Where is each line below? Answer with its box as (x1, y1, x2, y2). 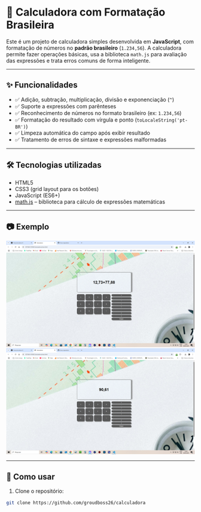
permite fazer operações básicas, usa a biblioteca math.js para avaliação (6, 50, 187, 57)
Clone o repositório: (14, 487, 64, 495)
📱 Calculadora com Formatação (6, 5, 166, 19)
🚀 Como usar (6, 471, 55, 481)
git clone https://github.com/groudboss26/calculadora (6, 500, 146, 506)
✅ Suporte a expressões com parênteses (14, 102, 117, 110)
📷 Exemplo (6, 222, 50, 232)
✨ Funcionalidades (6, 80, 78, 90)
